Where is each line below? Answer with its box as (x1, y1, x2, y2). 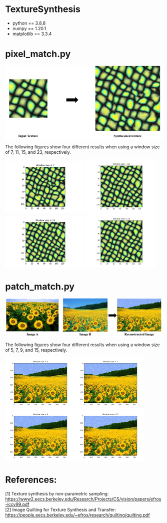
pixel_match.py (5, 49, 71, 60)
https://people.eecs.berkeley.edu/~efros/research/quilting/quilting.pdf (5, 512, 150, 518)
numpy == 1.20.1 (12, 25, 46, 31)
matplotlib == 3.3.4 (12, 31, 52, 37)
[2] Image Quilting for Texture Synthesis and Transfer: (5, 507, 116, 513)
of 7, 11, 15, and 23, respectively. (5, 149, 71, 155)
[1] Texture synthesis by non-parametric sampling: (5, 491, 109, 497)
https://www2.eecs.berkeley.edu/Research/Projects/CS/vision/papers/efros (5, 496, 161, 502)
